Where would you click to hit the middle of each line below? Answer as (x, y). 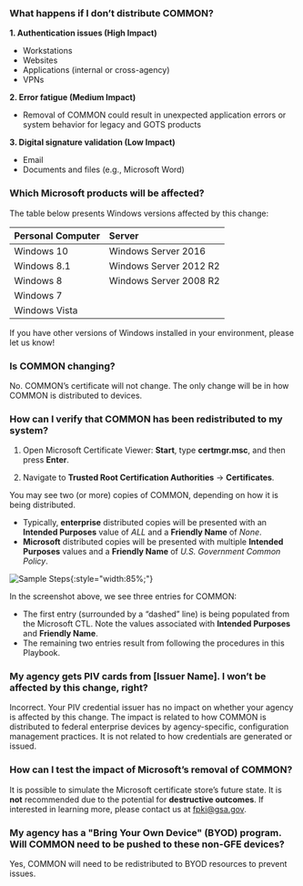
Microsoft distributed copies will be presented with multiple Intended (153, 542)
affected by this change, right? (79, 687)
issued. (23, 746)
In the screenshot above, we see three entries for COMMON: (123, 596)
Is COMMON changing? (62, 366)
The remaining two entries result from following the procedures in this (153, 643)
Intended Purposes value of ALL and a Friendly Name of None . (142, 532)
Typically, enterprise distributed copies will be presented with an (144, 523)
